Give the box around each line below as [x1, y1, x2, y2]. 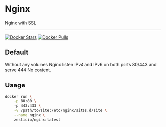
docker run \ [5, 94, 32, 99]
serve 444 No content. [5, 67, 51, 73]
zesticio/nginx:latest [14, 117, 61, 122]
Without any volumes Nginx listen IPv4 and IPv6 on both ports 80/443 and [5, 61, 157, 67]
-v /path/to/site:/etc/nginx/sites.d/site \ [14, 108, 107, 113]
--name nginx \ [14, 113, 45, 118]
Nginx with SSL [5, 20, 36, 26]
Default [5, 48, 29, 57]
